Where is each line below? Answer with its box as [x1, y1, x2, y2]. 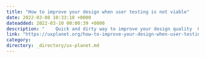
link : [6, 31, 20, 37]
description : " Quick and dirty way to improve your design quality [6, 25, 192, 32]
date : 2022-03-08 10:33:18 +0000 [6, 14, 92, 21]
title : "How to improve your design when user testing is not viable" [6, 8, 190, 15]
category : [6, 37, 32, 43]
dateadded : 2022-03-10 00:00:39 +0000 [6, 20, 105, 26]
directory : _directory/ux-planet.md [6, 43, 99, 49]
